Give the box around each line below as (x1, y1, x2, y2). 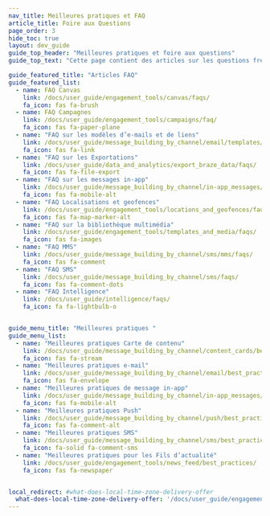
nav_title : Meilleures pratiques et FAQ (8, 11, 146, 20)
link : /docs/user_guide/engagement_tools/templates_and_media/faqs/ (22, 228, 257, 236)
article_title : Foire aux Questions (8, 19, 131, 27)
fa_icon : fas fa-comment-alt (22, 421, 121, 430)
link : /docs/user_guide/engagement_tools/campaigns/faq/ (22, 116, 218, 125)
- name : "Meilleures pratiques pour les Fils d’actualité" (15, 451, 218, 459)
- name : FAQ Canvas (15, 86, 81, 94)
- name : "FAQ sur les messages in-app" (15, 176, 149, 184)
